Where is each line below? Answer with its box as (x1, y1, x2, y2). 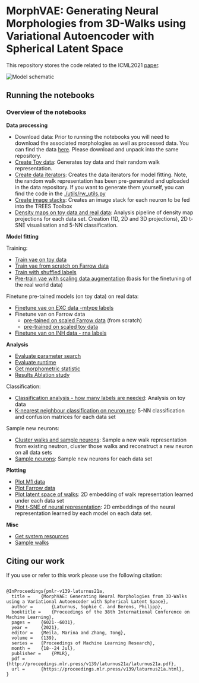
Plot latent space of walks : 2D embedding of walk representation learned (14, 491, 194, 498)
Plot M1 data (14, 478, 46, 485)
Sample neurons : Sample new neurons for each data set (14, 455, 153, 462)
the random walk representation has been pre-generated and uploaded (14, 177, 189, 185)
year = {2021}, (11, 625, 60, 631)
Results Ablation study (14, 371, 70, 378)
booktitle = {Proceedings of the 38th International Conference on (11, 609, 190, 615)
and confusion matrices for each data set (14, 413, 116, 420)
